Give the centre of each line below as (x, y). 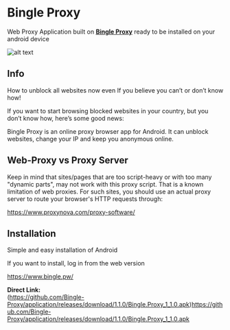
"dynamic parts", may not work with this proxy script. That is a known (105, 184)
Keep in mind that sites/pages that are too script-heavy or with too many (110, 177)
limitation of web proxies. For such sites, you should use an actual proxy (109, 191)
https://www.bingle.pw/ (41, 276)
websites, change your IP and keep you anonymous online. (90, 139)
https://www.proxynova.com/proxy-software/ (71, 212)
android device (28, 38)
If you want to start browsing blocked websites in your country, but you (108, 110)
